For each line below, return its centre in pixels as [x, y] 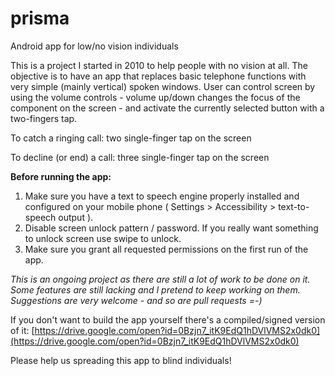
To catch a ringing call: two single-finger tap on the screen [131, 138]
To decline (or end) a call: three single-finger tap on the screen [140, 157]
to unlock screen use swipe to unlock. [103, 238]
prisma [40, 18]
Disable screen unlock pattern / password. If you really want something [171, 228]
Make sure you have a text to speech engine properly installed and [162, 196]
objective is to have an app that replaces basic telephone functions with [158, 76]
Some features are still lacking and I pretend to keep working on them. [155, 289]
